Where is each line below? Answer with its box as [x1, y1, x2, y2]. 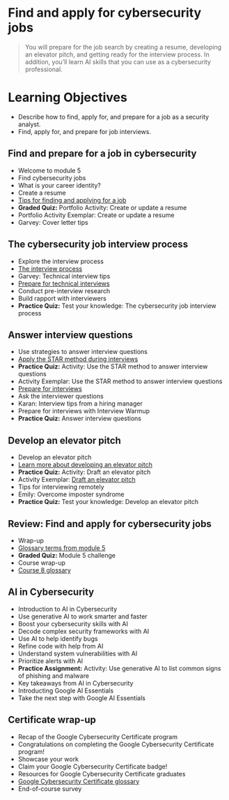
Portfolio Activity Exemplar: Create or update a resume [17, 211, 175, 219]
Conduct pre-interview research [17, 286, 111, 295]
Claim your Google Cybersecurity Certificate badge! [17, 762, 168, 771]
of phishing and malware [17, 672, 90, 680]
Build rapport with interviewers [17, 294, 106, 302]
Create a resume [17, 188, 66, 197]
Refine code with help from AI [17, 642, 104, 650]
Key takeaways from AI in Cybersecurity [17, 679, 134, 687]
